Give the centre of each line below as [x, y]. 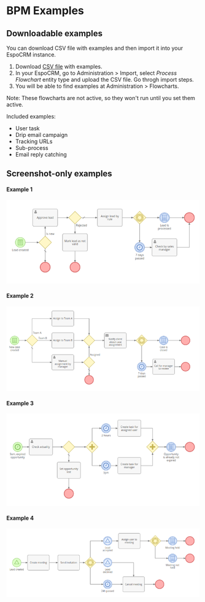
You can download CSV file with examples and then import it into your [95, 48]
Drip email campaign [41, 135]
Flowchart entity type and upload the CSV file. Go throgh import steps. [105, 80]
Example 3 [20, 403]
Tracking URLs [34, 141]
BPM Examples [45, 11]
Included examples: [31, 116]
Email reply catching [41, 154]
